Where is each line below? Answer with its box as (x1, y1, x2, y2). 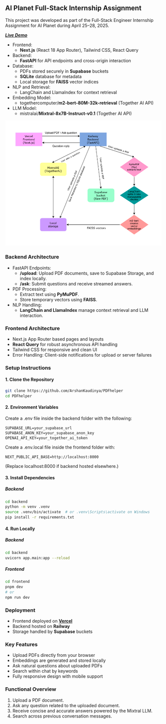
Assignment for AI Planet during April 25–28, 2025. (5, 22, 109, 28)
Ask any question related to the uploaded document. (12, 702, 120, 708)
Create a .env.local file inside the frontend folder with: (5, 445, 115, 451)
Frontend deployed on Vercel (12, 618, 73, 624)
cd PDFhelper (5, 393, 32, 398)
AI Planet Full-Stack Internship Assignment (5, 4, 142, 12)
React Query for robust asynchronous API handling (12, 341, 118, 347)
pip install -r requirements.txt (5, 515, 75, 520)
